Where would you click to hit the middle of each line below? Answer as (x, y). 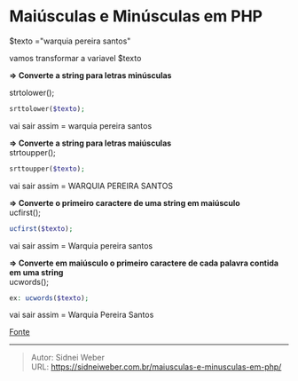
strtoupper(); (32, 152)
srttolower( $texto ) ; (47, 108)
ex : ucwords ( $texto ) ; (49, 298)
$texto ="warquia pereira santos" (70, 41)
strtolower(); (32, 92)
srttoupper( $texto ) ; (47, 169)
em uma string (36, 272)
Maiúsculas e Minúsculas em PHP (136, 16)
